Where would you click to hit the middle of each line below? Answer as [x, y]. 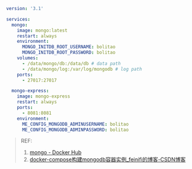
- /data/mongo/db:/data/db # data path [71, 63]
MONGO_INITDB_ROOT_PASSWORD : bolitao [69, 53]
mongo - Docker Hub [56, 152]
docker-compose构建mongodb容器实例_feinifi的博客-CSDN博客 [108, 159]
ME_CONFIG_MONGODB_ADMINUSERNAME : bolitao [75, 124]
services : [18, 19]
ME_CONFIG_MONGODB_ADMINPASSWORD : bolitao [75, 130]
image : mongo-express [43, 96]
